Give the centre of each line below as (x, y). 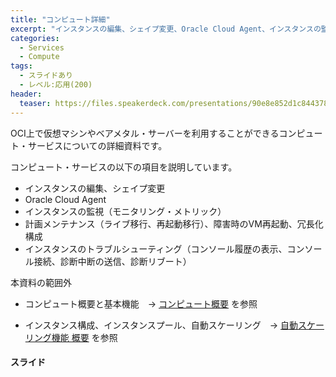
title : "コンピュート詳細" (60, 19)
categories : (35, 38)
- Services (42, 47)
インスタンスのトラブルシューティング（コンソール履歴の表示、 (156, 248)
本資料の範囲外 (41, 282)
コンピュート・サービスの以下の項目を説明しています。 (124, 167)
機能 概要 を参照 (84, 337)
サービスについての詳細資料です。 (97, 145)
